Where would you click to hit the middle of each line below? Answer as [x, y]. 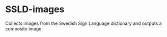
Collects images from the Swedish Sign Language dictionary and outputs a [83, 23]
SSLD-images [35, 9]
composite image [23, 28]
